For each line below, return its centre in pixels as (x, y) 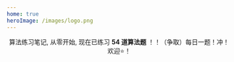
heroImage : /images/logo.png (50, 21)
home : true (23, 14)
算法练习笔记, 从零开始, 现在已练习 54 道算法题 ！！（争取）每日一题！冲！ (119, 42)
